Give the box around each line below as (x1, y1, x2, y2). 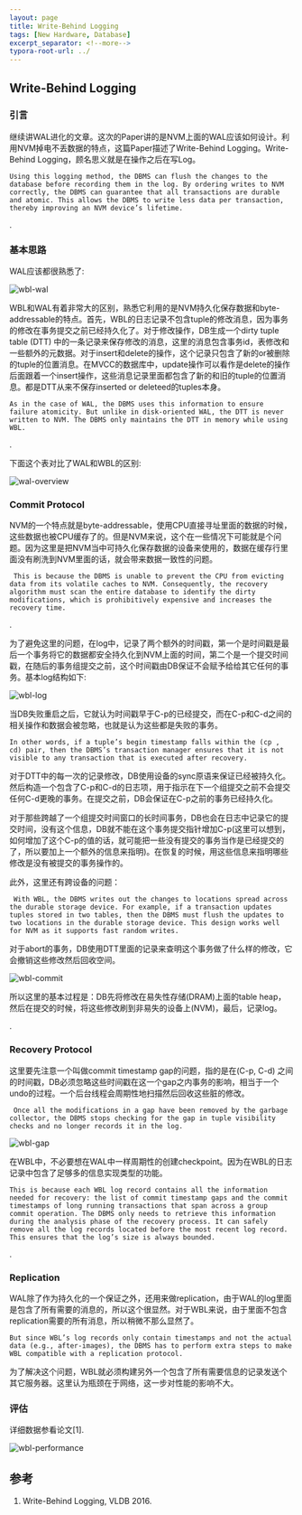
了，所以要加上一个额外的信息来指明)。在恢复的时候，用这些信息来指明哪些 (9, 846, 289, 857)
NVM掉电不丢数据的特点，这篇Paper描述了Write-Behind (16, 142, 225, 154)
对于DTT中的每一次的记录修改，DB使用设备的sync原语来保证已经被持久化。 (9, 771, 291, 781)
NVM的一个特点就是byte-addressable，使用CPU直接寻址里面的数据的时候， (9, 520, 292, 531)
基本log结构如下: (24, 672, 87, 683)
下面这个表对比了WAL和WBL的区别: (9, 458, 142, 469)
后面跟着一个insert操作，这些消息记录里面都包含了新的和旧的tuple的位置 (9, 370, 279, 381)
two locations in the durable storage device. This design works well (9, 919, 280, 928)
